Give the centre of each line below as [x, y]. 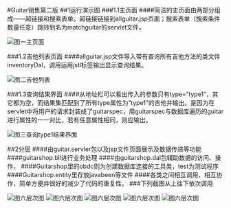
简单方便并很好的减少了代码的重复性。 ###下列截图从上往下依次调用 [116, 183]
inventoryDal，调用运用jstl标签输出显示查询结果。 [77, 65]
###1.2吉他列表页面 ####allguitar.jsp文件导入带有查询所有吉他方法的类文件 [114, 56]
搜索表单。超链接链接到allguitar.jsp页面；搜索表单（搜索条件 [135, 19]
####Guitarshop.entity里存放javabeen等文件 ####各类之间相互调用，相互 [112, 175]
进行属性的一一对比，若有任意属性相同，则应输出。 [79, 120]
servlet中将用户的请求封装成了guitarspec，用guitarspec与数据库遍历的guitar [115, 111]
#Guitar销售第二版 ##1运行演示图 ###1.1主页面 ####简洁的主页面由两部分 [111, 10]
